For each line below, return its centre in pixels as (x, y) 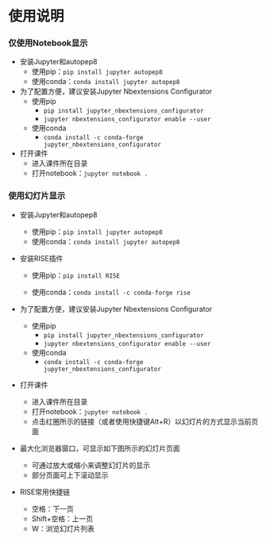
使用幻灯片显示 (37, 196)
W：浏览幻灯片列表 (63, 528)
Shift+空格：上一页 (62, 518)
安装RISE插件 (41, 258)
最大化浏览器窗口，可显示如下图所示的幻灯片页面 (100, 448)
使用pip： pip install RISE (76, 275)
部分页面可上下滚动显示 (70, 475)
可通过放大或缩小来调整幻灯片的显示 (91, 465)
